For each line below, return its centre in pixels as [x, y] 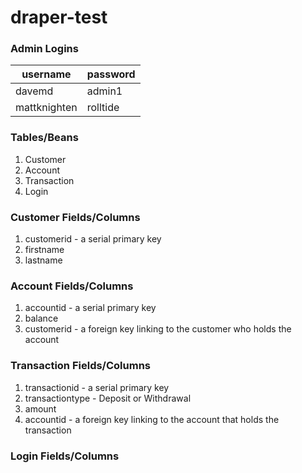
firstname [44, 250]
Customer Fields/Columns [75, 217]
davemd [34, 91]
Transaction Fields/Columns [80, 366]
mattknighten [46, 108]
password [111, 74]
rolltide [103, 108]
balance [41, 318]
